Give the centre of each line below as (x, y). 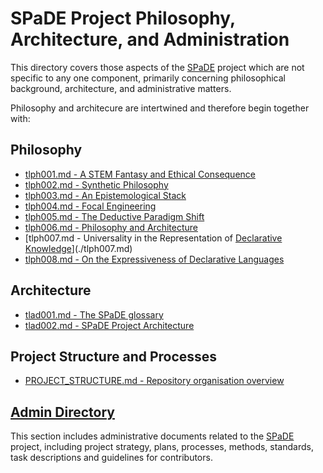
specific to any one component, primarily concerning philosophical (148, 78)
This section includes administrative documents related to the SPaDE (152, 436)
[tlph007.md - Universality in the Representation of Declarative (153, 238)
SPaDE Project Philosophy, (123, 18)
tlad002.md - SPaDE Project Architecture (109, 325)
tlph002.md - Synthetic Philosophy (96, 184)
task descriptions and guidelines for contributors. (111, 458)
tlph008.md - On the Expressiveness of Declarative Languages (154, 259)
